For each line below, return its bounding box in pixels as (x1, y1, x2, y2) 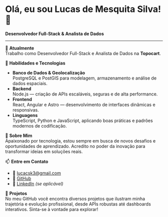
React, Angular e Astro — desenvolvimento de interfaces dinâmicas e (12, 101, 156, 107)
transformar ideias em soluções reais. (5, 148, 83, 154)
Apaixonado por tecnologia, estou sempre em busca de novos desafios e (5, 137, 156, 143)
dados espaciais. (12, 80, 47, 86)
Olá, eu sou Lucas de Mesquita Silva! (5, 3, 161, 15)
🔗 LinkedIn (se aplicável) (12, 180, 63, 186)
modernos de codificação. (12, 122, 67, 128)
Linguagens (12, 112, 38, 118)
